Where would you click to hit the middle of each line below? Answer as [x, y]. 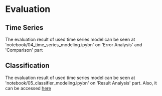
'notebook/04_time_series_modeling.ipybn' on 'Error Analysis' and [74, 45]
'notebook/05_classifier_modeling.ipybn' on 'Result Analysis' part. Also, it [81, 83]
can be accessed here [28, 88]
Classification [27, 66]
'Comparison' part [24, 50]
